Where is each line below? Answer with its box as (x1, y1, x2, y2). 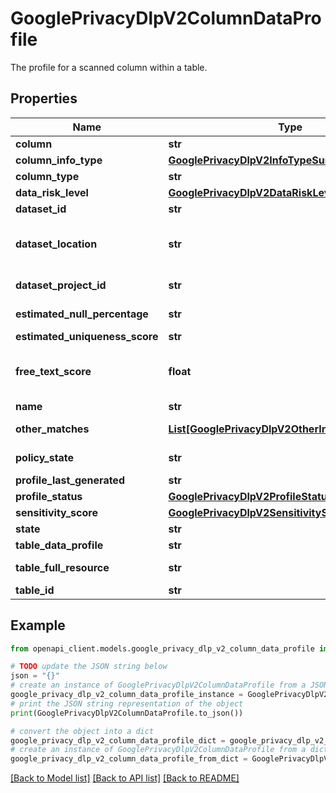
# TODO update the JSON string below (10, 662, 168, 672)
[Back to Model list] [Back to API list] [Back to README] (10, 772, 240, 784)
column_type (15, 169, 80, 183)
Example (10, 617, 66, 634)
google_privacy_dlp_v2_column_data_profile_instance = (10, 690, 244, 700)
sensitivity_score (15, 505, 98, 519)
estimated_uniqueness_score (15, 329, 159, 343)
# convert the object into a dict (10, 726, 155, 736)
